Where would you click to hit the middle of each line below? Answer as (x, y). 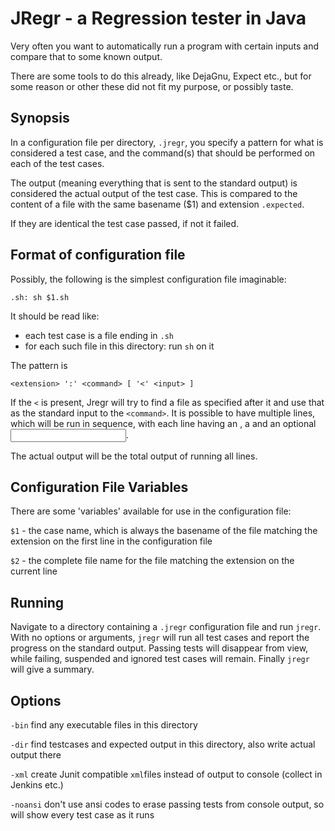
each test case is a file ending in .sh (99, 335)
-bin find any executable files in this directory (104, 725)
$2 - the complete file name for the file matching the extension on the (152, 561)
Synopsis (40, 118)
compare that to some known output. (86, 56)
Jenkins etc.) (37, 785)
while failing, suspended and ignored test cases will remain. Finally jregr (160, 659)
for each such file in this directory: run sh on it (119, 346)
